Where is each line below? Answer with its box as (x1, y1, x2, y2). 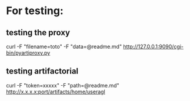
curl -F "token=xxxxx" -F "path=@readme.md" (6, 82, 119, 89)
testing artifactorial (6, 66, 79, 76)
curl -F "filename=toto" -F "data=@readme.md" (6, 43, 122, 50)
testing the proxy (6, 28, 71, 38)
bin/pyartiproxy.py (6, 49, 51, 56)
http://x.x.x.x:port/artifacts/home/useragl (6, 88, 106, 95)
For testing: (6, 4, 64, 18)
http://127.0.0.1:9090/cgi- (123, 43, 184, 50)
